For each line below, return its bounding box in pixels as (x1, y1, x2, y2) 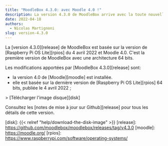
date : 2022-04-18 (5, 16, 41, 21)
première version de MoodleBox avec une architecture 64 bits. (5, 55, 134, 60)
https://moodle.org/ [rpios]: (5, 130, 61, 135)
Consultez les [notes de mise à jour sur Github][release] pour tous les (5, 104, 148, 110)
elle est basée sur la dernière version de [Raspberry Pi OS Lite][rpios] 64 (12, 79, 162, 85)
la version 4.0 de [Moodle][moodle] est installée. (12, 74, 112, 80)
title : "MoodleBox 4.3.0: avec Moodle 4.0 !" (5, 7, 101, 12)
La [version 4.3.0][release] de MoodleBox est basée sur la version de (5, 44, 147, 50)
